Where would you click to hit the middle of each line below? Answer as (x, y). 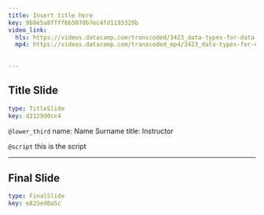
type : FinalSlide (37, 196)
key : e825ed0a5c (35, 204)
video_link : (27, 30)
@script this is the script (47, 146)
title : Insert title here (50, 15)
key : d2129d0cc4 (35, 116)
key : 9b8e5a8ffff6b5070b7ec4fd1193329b (73, 23)
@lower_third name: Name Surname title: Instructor (91, 131)
